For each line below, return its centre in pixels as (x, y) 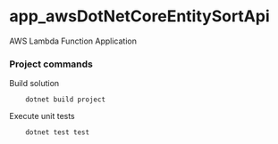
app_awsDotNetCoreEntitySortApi (139, 16)
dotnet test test (58, 132)
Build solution (34, 84)
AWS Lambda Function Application (73, 41)
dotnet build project (65, 100)
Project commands (51, 64)
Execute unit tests (42, 116)
